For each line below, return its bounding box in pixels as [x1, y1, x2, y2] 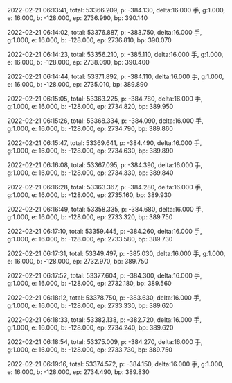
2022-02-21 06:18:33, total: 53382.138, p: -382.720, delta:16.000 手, [7, 316, 202, 324]
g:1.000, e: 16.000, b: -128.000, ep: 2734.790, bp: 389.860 [7, 124, 173, 133]
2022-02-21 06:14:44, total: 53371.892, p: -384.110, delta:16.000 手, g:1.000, [7, 72, 224, 80]
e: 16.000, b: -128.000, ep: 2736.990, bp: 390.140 [7, 14, 148, 22]
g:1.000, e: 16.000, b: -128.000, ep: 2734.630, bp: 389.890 [7, 146, 174, 155]
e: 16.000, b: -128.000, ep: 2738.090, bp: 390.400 [7, 58, 150, 66]
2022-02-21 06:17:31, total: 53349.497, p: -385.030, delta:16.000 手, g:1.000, [7, 249, 226, 257]
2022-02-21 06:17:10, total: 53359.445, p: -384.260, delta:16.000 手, [7, 228, 202, 235]
